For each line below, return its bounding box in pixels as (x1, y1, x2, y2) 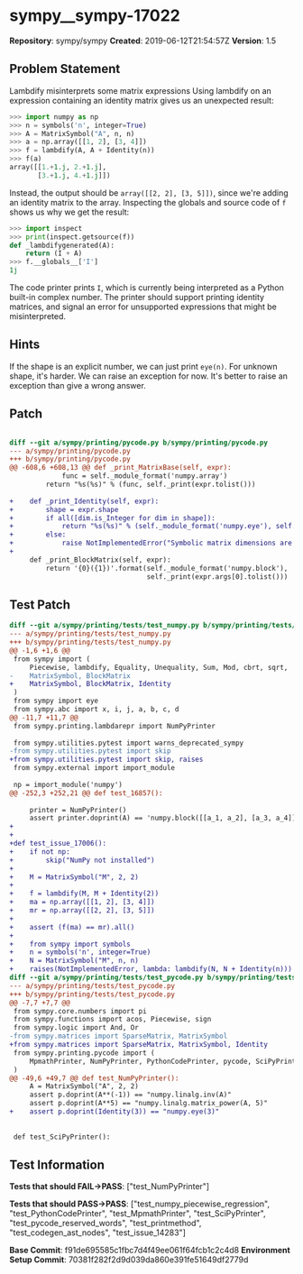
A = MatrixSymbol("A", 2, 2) (29, 1082, 140, 1091)
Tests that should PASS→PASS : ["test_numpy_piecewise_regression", (9, 1198, 271, 1209)
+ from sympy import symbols (9, 939, 131, 949)
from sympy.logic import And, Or (13, 1023, 140, 1032)
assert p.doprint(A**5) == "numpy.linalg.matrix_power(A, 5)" (29, 1099, 269, 1108)
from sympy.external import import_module (13, 764, 176, 773)
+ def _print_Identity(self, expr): (9, 497, 160, 506)
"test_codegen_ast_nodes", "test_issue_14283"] (9, 1227, 187, 1238)
